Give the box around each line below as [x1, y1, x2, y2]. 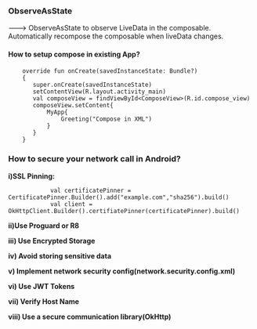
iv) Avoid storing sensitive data [8, 251, 112, 260]
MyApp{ [46, 108, 68, 116]
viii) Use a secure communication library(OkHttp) [8, 312, 172, 321]
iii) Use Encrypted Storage [8, 236, 96, 245]
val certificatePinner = [49, 186, 132, 194]
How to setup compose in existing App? [8, 49, 141, 59]
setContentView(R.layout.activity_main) [32, 88, 167, 96]
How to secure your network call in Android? [8, 154, 182, 164]
